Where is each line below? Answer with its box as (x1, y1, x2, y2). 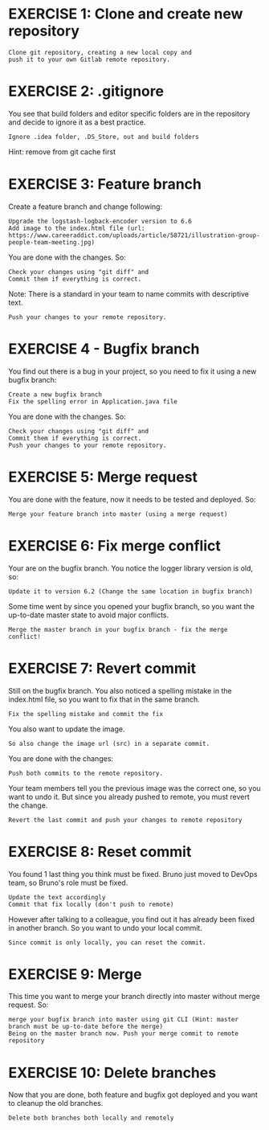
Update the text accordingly (8, 893, 106, 901)
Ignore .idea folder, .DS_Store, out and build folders (8, 133, 199, 141)
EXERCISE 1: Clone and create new (8, 5, 243, 23)
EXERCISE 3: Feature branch (8, 175, 202, 194)
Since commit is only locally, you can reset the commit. (8, 938, 206, 947)
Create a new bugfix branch (8, 391, 103, 399)
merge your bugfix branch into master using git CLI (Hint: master (8, 1016, 239, 1024)
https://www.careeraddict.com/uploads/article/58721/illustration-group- (8, 231, 261, 240)
